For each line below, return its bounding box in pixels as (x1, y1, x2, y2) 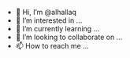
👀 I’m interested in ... (15, 16, 83, 25)
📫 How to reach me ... (15, 42, 89, 50)
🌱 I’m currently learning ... (15, 24, 100, 33)
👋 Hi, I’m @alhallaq (15, 8, 77, 16)
